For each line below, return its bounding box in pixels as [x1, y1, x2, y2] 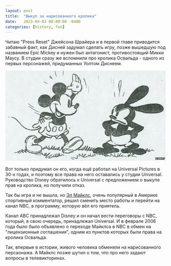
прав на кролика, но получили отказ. [5, 182, 86, 188]
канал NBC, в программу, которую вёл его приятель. [5, 202, 121, 209]
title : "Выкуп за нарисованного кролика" [5, 13, 97, 19]
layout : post [5, 8, 33, 13]
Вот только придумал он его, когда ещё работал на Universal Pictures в [5, 166, 160, 172]
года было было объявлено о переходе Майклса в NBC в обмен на [5, 223, 152, 229]
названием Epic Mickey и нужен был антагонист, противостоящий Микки [5, 50, 164, 56]
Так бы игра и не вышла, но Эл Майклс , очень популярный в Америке [5, 192, 158, 198]
